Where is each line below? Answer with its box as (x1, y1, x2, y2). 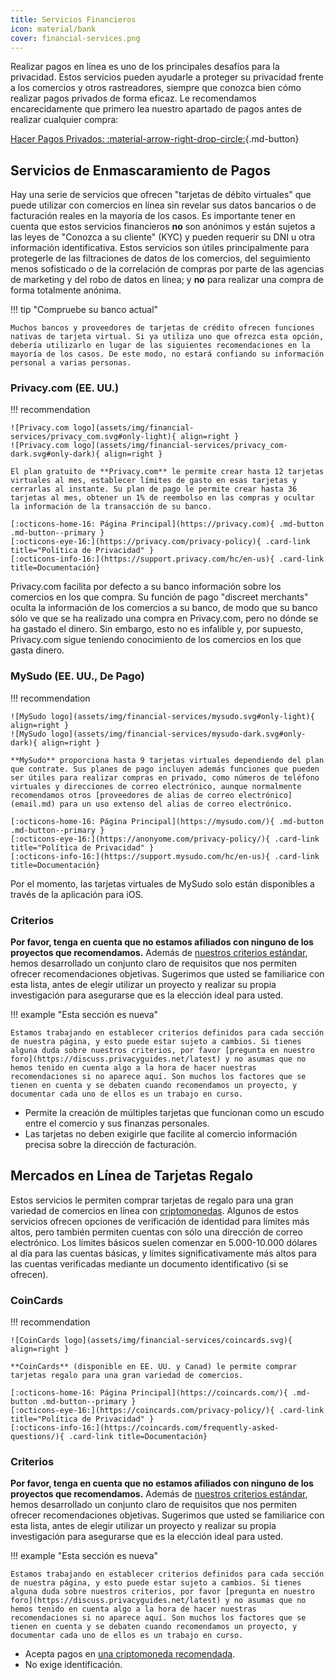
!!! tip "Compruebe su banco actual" (10, 304, 159, 316)
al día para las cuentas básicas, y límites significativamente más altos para (10, 1247, 317, 1259)
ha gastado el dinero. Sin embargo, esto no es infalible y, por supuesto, (10, 623, 304, 635)
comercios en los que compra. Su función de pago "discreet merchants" (10, 591, 309, 603)
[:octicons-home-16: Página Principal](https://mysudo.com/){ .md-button (10, 816, 325, 826)
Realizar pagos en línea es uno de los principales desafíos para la (10, 61, 280, 73)
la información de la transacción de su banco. (10, 502, 213, 512)
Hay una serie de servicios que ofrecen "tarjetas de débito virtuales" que (10, 189, 312, 201)
